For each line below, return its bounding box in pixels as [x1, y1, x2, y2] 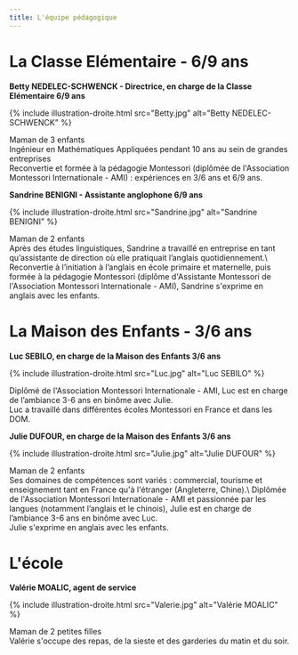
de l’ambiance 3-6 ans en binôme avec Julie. [9, 394, 173, 405]
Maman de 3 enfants [9, 134, 85, 145]
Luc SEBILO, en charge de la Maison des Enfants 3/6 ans [9, 351, 221, 361]
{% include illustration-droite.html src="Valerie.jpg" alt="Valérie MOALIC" [9, 600, 278, 611]
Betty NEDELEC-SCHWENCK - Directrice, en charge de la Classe [9, 81, 253, 92]
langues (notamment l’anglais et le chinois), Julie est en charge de [9, 503, 252, 513]
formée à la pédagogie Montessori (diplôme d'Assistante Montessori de [9, 271, 271, 281]
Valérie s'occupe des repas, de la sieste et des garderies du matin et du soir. [9, 635, 290, 646]
